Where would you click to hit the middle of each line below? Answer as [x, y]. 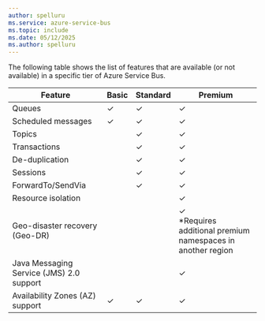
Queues [27, 109]
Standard [153, 95]
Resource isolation [47, 198]
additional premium [214, 231]
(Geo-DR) [31, 236]
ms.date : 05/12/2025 [42, 37]
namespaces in [207, 241]
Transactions [36, 147]
